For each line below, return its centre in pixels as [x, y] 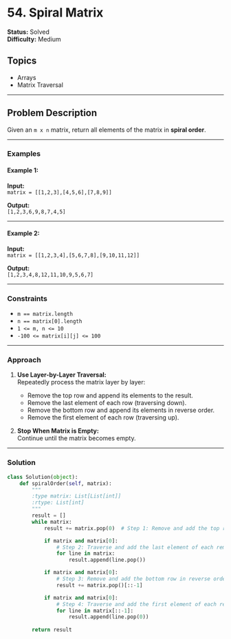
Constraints [27, 298]
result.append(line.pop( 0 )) [109, 617]
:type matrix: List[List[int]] [77, 496]
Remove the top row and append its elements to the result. [110, 395]
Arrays [26, 77]
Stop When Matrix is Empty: [58, 431]
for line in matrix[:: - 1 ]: [95, 611]
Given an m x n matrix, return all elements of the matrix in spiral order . [107, 130]
